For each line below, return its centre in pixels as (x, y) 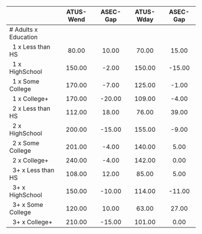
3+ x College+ (32, 222)
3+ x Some (28, 205)
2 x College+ (31, 160)
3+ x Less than (33, 170)
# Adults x (23, 29)
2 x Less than (31, 109)
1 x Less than (31, 47)
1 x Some (26, 82)
